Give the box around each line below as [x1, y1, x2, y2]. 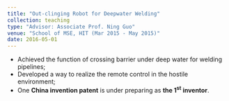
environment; [17, 77, 56, 86]
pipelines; [17, 63, 46, 71]
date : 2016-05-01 [7, 36, 58, 43]
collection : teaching [7, 17, 70, 24]
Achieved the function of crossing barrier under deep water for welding [17, 55, 223, 63]
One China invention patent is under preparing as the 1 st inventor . [17, 85, 210, 94]
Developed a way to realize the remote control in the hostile [17, 70, 189, 79]
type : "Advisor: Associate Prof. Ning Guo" [7, 23, 136, 30]
